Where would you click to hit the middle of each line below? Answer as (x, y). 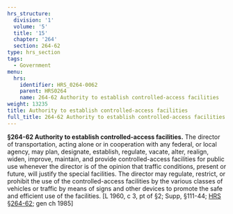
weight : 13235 (28, 104)
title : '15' (31, 33)
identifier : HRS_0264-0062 (59, 85)
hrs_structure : (29, 14)
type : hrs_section (34, 53)
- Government (32, 65)
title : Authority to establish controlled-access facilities (98, 110)
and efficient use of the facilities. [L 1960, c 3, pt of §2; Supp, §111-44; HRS (114, 196)
